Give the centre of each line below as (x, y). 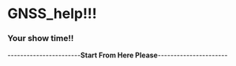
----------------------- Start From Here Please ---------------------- (118, 55)
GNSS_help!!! (52, 14)
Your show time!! (41, 38)
